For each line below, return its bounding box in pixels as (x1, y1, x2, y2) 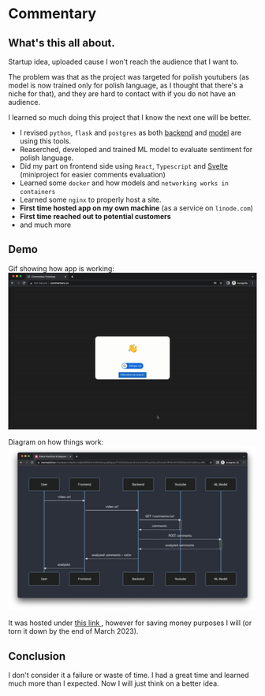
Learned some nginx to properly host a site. (19, 195, 162, 204)
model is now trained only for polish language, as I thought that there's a (8, 80, 244, 90)
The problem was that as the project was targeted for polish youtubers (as (8, 73, 250, 81)
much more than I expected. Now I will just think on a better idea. (8, 679, 219, 688)
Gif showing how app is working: (8, 263, 114, 273)
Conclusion (8, 649, 66, 663)
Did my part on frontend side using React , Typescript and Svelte (19, 162, 229, 170)
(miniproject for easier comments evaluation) (19, 170, 166, 179)
